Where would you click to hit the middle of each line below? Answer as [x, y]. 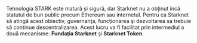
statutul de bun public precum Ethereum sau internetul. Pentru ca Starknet [98, 15]
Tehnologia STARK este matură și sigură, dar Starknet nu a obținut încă [93, 9]
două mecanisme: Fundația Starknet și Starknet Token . [75, 34]
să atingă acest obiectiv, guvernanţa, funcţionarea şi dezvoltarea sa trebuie [99, 21]
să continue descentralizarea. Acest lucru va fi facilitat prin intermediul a [95, 27]
